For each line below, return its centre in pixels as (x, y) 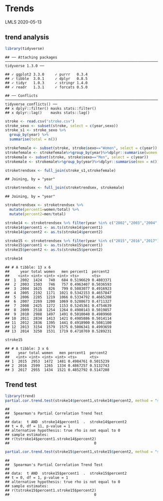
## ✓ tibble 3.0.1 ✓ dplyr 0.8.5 (47, 78)
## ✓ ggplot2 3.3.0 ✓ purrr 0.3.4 (47, 74)
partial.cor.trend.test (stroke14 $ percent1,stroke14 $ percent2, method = (79, 400)
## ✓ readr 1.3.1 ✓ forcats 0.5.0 (47, 87)
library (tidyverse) (25, 48)
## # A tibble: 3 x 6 (27, 349)
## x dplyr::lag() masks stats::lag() (48, 112)
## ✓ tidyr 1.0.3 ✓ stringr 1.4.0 (47, 83)
